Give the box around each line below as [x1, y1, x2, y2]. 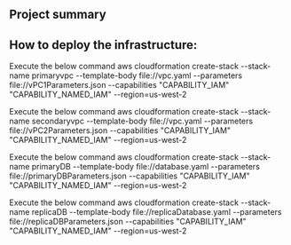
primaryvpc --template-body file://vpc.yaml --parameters [31, 70, 242, 81]
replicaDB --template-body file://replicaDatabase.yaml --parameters [31, 207, 282, 217]
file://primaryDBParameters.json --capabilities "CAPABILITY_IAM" [9, 170, 250, 181]
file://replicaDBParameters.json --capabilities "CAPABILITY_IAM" [9, 217, 247, 227]
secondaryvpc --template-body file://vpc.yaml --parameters [31, 115, 254, 127]
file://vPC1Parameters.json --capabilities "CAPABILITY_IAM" [9, 80, 230, 91]
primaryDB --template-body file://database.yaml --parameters [31, 162, 260, 172]
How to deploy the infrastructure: [9, 37, 198, 52]
